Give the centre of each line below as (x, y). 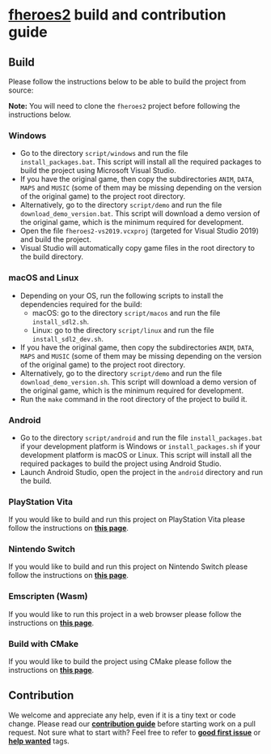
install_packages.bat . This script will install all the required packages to (140, 162)
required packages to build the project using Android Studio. (121, 463)
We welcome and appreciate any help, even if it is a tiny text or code (122, 715)
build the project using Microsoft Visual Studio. (98, 170)
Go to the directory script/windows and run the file (104, 153)
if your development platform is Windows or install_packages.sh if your (140, 446)
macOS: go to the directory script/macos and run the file (126, 312)
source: (21, 90)
